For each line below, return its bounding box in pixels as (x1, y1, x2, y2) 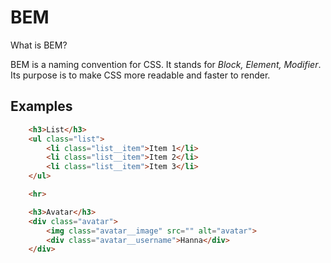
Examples (10, 98, 73, 115)
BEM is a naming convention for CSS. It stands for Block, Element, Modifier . (10, 58, 322, 70)
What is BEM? (10, 39, 68, 51)
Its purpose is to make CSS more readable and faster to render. (10, 69, 271, 81)
